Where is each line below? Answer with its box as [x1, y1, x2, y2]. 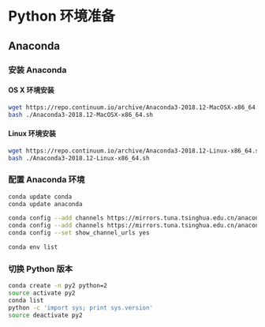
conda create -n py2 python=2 [8, 282, 108, 290]
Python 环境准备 [8, 7, 116, 25]
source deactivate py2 [8, 311, 83, 319]
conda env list [8, 243, 58, 251]
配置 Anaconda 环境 [8, 175, 85, 186]
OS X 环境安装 [8, 85, 54, 95]
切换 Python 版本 [8, 263, 73, 274]
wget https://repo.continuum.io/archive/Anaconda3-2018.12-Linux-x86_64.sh [8, 147, 263, 155]
